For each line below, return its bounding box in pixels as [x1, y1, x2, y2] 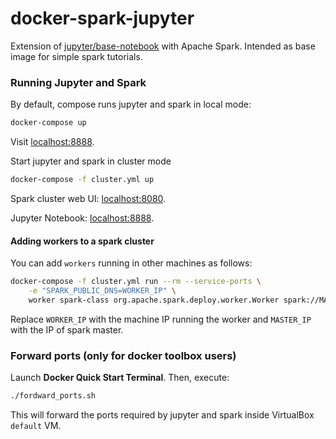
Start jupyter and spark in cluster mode [10, 155, 172, 167]
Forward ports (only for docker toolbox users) [10, 348, 237, 362]
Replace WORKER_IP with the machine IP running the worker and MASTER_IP [10, 313, 312, 325]
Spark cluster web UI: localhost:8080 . [10, 192, 167, 204]
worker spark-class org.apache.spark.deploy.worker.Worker [28, 295, 280, 305]
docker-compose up [10, 118, 87, 128]
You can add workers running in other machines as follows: [10, 257, 253, 269]
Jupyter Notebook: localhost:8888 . [10, 212, 155, 224]
